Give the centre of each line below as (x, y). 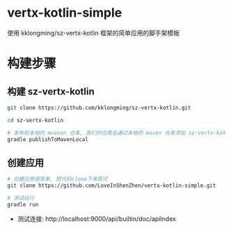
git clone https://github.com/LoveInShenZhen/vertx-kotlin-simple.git (112, 186)
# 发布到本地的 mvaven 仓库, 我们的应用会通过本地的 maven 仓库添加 (96, 133)
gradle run (23, 204)
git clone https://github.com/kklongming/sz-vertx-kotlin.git (99, 108)
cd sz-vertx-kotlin (35, 120)
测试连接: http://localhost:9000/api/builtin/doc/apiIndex (96, 219)
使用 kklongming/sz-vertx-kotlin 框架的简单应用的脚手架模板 (93, 33)
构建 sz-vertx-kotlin (51, 91)
